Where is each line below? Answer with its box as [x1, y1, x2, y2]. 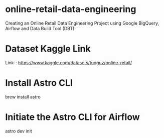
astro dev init [5, 128, 33, 134]
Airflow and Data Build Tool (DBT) [5, 25, 75, 31]
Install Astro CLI [5, 77, 73, 89]
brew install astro [5, 94, 41, 100]
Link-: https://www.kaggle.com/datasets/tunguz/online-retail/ [5, 59, 132, 66]
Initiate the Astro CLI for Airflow [5, 111, 140, 122]
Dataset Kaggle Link [5, 43, 91, 55]
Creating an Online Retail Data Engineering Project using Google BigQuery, [5, 20, 159, 26]
